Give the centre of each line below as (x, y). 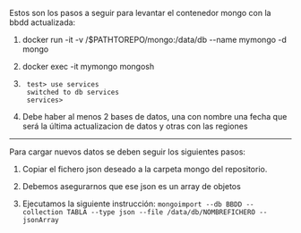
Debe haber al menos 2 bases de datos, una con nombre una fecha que (155, 116)
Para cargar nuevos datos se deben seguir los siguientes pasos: (128, 152)
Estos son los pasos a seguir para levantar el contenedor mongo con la (140, 13)
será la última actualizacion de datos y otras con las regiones (135, 126)
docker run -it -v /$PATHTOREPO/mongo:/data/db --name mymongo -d (154, 40)
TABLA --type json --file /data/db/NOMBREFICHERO (161, 212)
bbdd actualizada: (43, 22)
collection (43, 212)
